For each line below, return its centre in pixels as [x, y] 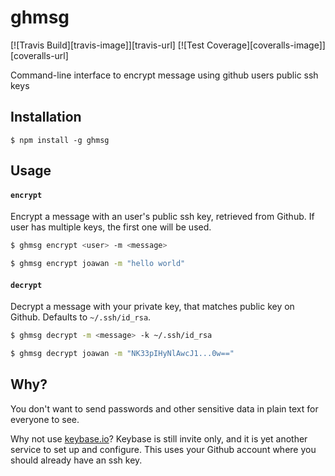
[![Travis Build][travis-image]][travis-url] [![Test [107, 45]
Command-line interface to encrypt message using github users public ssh [164, 75]
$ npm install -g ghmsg [60, 140]
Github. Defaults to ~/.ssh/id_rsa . [81, 317]
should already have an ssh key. [76, 460]
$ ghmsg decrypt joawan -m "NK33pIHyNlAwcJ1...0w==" [122, 354]
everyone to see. [45, 419]
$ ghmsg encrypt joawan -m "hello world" [98, 264]
